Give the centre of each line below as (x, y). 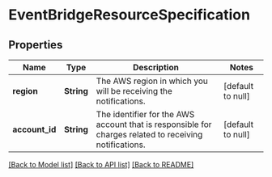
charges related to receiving (149, 135)
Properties (36, 45)
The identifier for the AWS (145, 114)
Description (156, 67)
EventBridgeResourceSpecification (130, 15)
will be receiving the (134, 91)
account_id (34, 129)
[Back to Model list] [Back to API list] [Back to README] (101, 164)
